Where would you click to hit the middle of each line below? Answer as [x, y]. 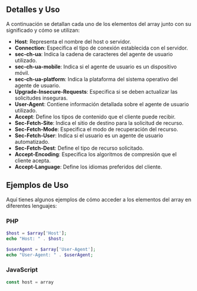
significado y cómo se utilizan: [43, 30]
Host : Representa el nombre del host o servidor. [73, 41]
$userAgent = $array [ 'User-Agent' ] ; [51, 249]
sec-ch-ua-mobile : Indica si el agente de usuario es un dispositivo [96, 67]
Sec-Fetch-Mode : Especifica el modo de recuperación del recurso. [96, 129]
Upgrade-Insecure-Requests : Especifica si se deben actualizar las [96, 91]
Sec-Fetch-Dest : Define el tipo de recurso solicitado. [79, 148]
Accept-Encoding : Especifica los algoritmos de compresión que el [96, 154]
